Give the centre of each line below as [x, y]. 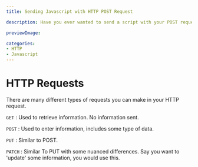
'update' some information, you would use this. [63, 158]
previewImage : [24, 33]
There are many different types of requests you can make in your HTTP [93, 99]
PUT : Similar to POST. [32, 140]
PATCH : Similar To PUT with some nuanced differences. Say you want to [93, 151]
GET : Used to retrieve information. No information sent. [73, 117]
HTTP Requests [45, 83]
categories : [21, 44]
